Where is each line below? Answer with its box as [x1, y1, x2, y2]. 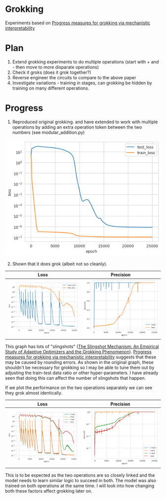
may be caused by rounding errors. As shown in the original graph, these [5, 359, 154, 365]
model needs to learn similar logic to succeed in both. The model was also [5, 477, 157, 483]
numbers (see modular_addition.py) [12, 129, 85, 135]
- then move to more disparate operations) [12, 64, 99, 70]
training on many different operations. [12, 85, 89, 91]
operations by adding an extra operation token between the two [12, 124, 142, 130]
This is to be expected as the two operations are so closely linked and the [5, 472, 155, 478]
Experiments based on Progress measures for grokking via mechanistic [5, 20, 151, 26]
